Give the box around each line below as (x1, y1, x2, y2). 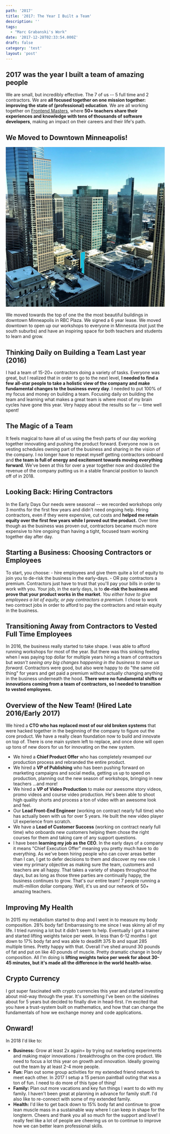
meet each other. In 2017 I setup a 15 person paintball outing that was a (13, 1074, 161, 1080)
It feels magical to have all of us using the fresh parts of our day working (6, 435, 156, 441)
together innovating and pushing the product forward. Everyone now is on (6, 441, 159, 447)
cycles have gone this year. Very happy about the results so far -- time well (6, 402, 162, 408)
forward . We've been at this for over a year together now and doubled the (6, 462, 160, 468)
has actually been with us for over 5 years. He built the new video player (13, 813, 163, 819)
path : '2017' (6, 8, 33, 13)
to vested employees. (6, 686, 52, 692)
